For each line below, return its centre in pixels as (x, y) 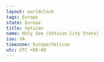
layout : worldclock (30, 12)
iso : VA (16, 39)
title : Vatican (25, 28)
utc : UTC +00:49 (26, 50)
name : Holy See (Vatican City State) (53, 34)
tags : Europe (22, 17)
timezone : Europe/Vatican (38, 45)
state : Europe (24, 22)
